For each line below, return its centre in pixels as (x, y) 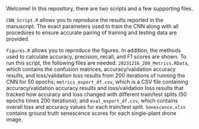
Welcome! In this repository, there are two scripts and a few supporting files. (99, 9)
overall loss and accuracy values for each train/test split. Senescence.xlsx (96, 107)
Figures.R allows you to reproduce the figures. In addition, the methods (94, 50)
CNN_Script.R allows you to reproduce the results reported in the (85, 20)
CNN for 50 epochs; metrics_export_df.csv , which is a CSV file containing (97, 82)
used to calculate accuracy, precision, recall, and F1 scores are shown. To (97, 57)
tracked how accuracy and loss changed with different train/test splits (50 (97, 94)
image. (15, 120)
